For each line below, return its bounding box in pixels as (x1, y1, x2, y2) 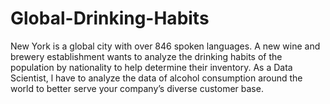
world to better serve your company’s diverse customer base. (10, 82, 264, 94)
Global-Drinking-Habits (10, 7, 210, 30)
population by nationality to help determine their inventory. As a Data (10, 61, 293, 73)
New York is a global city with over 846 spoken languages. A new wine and (10, 40, 321, 52)
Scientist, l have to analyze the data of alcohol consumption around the (10, 72, 303, 84)
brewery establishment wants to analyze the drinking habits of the (10, 50, 283, 62)
